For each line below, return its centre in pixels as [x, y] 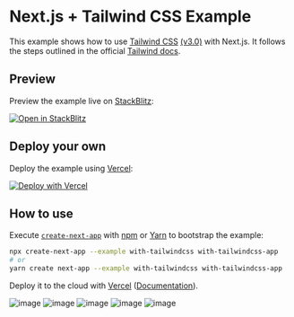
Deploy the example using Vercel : [71, 168]
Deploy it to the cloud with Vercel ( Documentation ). [104, 286]
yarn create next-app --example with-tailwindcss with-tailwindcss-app [146, 269]
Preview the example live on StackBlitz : [82, 101]
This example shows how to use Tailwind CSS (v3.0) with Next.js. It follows [147, 41]
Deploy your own [57, 147]
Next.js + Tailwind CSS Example [130, 17]
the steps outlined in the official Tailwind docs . [95, 50]
